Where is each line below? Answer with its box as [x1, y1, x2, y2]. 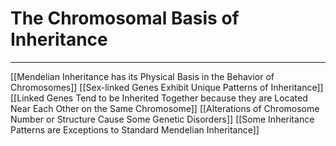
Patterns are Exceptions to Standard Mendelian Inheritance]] [10, 123, 260, 136]
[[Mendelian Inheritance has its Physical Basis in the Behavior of [10, 70, 275, 82]
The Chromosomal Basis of [10, 7, 240, 30]
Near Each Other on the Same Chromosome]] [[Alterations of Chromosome [10, 102, 320, 114]
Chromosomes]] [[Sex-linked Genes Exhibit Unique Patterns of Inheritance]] [10, 81, 324, 93]
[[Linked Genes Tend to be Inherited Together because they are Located [10, 92, 308, 104]
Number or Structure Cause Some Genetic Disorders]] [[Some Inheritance [10, 113, 315, 125]
